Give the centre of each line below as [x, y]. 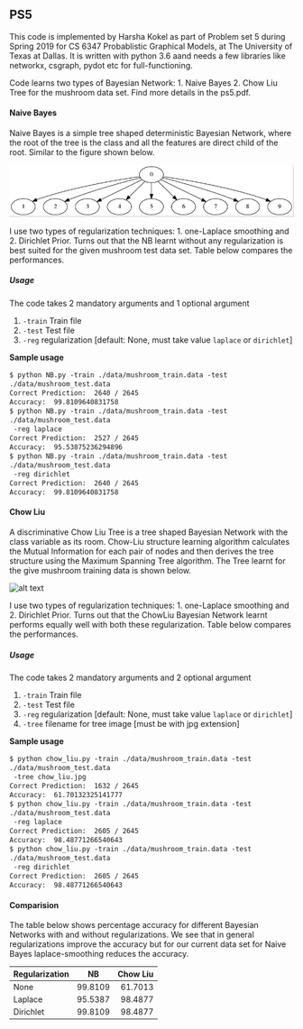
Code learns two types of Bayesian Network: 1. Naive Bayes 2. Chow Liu [143, 83]
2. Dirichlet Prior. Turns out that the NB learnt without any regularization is [147, 240]
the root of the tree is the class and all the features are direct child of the [144, 142]
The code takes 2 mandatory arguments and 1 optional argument [129, 303]
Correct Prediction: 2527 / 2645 [74, 438]
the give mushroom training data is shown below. [101, 570]
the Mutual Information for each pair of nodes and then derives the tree [142, 551]
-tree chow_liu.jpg [50, 776]
